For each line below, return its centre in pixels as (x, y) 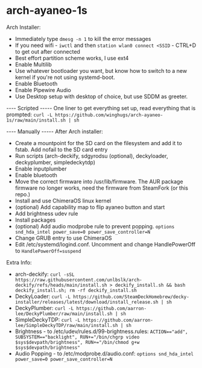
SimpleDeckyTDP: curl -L (48, 319)
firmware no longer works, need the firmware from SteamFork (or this (102, 188)
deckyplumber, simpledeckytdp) (55, 162)
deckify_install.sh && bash (150, 285)
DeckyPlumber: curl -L (44, 308)
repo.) (23, 194)
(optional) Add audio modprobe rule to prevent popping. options (95, 226)
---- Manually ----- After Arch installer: (55, 131)
